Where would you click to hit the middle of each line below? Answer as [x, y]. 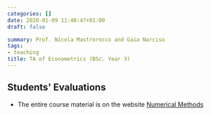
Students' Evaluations [57, 87]
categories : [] [30, 14]
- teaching [23, 53]
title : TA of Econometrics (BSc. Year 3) [69, 59]
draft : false [26, 27]
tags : [15, 46]
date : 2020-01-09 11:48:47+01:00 [56, 20]
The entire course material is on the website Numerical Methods [110, 104]
